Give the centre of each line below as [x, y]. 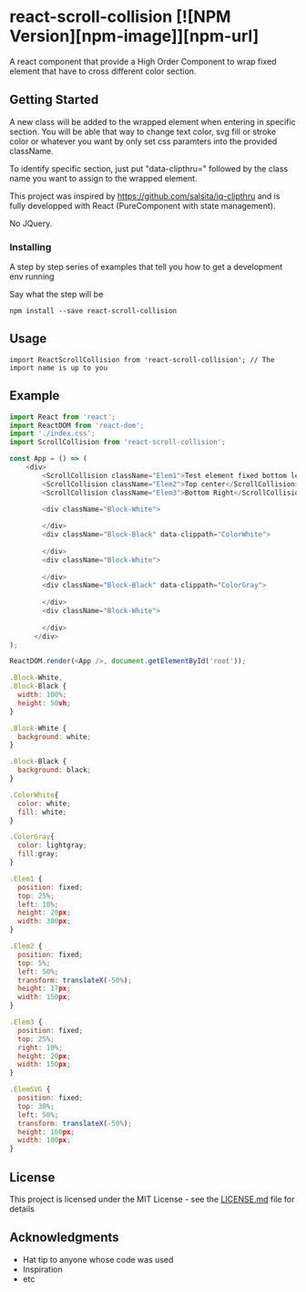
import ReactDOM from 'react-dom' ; [77, 425]
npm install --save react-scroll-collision [93, 311]
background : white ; [55, 736]
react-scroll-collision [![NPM [120, 17]
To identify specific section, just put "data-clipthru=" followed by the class [149, 168]
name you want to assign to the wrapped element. [103, 178]
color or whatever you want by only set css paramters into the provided [143, 141]
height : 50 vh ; [44, 703]
